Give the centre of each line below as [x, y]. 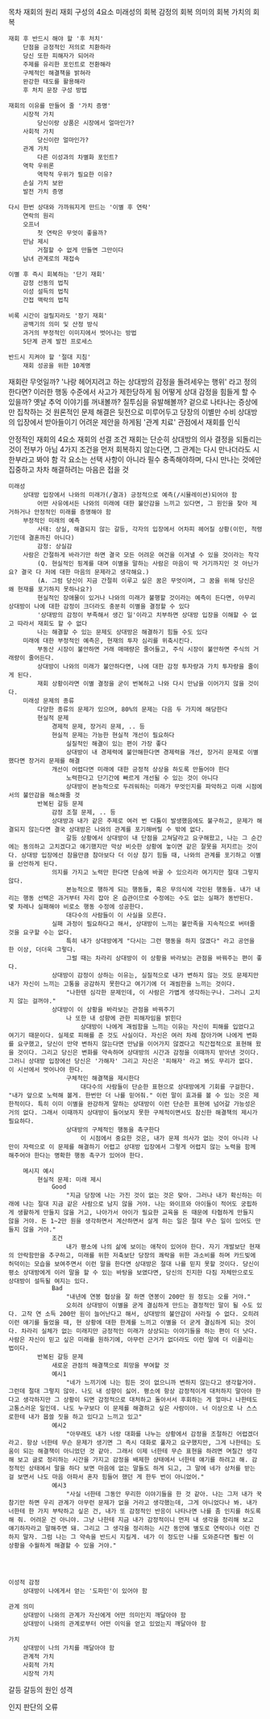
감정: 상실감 [55, 547]
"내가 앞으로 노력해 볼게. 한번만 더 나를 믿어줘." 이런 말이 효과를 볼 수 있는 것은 [129, 1096]
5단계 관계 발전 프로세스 [58, 342]
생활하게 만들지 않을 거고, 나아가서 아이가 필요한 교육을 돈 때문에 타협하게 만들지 [135, 1213]
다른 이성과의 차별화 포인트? [78, 157]
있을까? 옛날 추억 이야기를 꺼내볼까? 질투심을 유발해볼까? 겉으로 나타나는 [123, 402]
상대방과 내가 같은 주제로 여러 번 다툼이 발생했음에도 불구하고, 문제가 [152, 821]
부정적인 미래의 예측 [52, 521]
